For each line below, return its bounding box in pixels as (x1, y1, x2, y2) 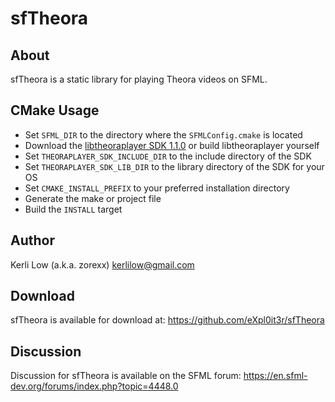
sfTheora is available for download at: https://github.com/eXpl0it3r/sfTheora (10, 314, 325, 326)
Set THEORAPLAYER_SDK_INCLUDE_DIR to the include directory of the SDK (24, 150, 312, 162)
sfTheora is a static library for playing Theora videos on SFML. (10, 73, 268, 85)
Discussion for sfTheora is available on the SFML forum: (10, 370, 242, 382)
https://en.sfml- (243, 370, 308, 382)
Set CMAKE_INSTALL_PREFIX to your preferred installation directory (24, 182, 290, 194)
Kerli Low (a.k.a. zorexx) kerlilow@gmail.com (10, 258, 195, 271)
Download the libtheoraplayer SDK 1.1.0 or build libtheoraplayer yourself (24, 139, 320, 151)
